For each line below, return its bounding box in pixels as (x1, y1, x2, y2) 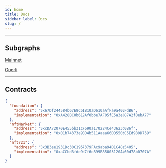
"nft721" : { (9, 140, 35, 145)
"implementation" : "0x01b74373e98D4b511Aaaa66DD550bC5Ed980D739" (14, 131, 152, 136)
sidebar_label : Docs (5, 16, 48, 21)
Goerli (5, 67, 18, 73)
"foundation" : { (9, 103, 43, 108)
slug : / (5, 21, 21, 26)
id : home (5, 7, 23, 12)
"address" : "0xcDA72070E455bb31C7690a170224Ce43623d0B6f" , (14, 126, 138, 131)
